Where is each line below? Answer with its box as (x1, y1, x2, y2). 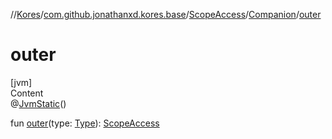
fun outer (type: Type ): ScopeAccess (10, 117, 160, 129)
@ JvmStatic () (10, 97, 67, 109)
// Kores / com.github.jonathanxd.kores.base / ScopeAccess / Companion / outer (10, 9, 322, 20)
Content (10, 87, 44, 99)
